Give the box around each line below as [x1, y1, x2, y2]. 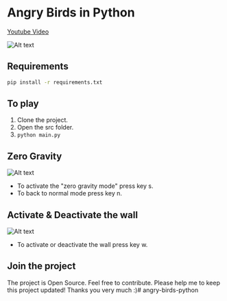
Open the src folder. [16, 123, 74, 132]
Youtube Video [7, 27, 49, 36]
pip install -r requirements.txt [7, 79, 103, 86]
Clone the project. [16, 116, 69, 124]
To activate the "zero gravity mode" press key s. [16, 182, 154, 190]
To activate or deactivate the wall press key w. [16, 241, 148, 249]
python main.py [16, 132, 61, 139]
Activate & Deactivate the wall [7, 209, 139, 221]
